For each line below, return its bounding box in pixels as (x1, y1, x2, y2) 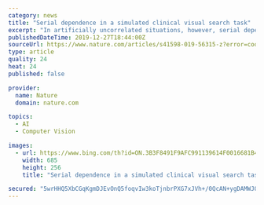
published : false (8, 70, 65, 78)
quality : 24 (8, 56, 47, 64)
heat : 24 (8, 63, 37, 71)
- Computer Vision (15, 127, 76, 136)
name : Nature (15, 91, 58, 99)
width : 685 (22, 156, 58, 164)
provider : (8, 84, 41, 92)
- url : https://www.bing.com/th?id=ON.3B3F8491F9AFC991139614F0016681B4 (15, 148, 258, 157)
